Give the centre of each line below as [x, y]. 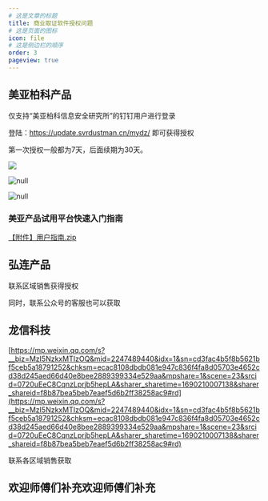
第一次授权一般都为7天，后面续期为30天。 [78, 150]
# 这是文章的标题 [33, 16]
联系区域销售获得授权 [43, 286]
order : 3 [23, 53]
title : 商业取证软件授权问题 [51, 23]
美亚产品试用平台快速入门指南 [66, 218]
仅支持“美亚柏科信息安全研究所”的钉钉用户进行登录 [92, 115]
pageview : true [34, 61]
